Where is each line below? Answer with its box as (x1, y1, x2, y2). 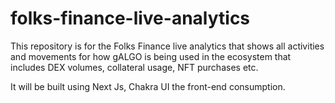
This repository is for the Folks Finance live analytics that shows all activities (10, 40, 325, 52)
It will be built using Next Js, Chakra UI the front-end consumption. (10, 80, 286, 92)
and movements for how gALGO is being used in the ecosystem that (10, 50, 292, 62)
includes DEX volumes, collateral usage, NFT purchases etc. (10, 61, 259, 73)
